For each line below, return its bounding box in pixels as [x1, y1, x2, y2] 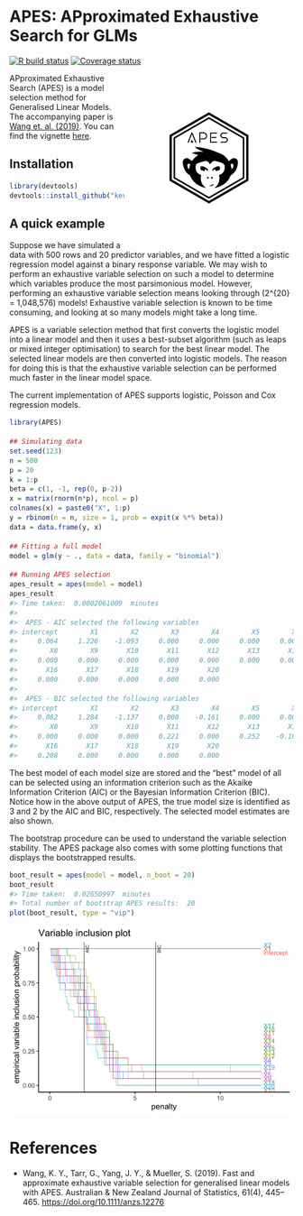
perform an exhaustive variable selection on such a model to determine [9, 269, 274, 280]
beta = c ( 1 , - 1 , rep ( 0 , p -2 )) [9, 484, 124, 493]
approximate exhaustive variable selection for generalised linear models [22, 1177, 290, 1188]
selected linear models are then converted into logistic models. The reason [9, 354, 288, 364]
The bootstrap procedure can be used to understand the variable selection [9, 833, 287, 843]
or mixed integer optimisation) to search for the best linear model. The [9, 344, 271, 355]
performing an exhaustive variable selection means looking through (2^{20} [9, 288, 290, 299]
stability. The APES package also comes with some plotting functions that [9, 842, 283, 853]
